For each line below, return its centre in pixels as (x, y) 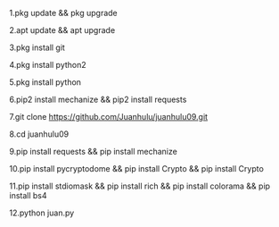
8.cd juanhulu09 (39, 134)
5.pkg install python (45, 82)
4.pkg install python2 (48, 65)
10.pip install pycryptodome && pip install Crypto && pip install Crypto (137, 168)
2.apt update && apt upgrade (62, 30)
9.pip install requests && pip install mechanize (94, 151)
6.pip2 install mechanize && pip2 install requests (98, 99)
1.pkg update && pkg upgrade (63, 13)
